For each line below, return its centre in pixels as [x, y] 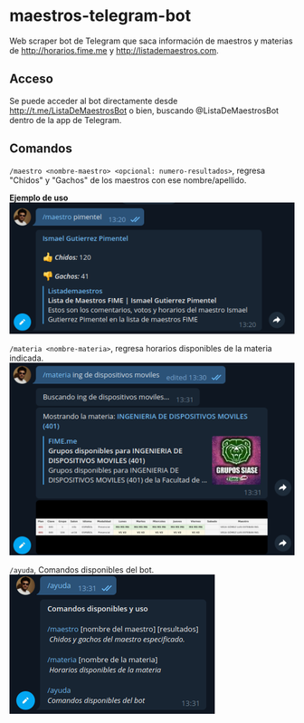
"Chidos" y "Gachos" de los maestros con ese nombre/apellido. [128, 180]
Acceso [32, 79]
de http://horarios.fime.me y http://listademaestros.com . [114, 50]
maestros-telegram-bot [100, 16]
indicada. [27, 358]
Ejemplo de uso [39, 198]
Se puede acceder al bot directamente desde [94, 101]
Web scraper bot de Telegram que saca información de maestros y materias [151, 41]
